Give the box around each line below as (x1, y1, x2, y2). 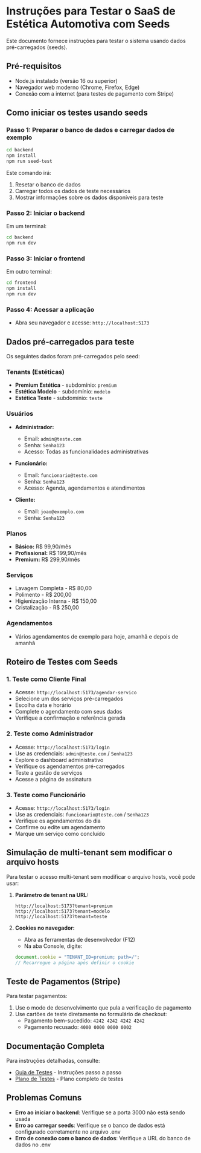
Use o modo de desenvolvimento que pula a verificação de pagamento (14, 1004, 192, 1011)
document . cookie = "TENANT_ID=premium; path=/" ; (14, 954, 140, 960)
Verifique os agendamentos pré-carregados (14, 763, 125, 770)
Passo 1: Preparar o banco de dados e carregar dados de (6, 126, 175, 134)
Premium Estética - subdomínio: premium (14, 381, 117, 389)
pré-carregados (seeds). (6, 44, 68, 51)
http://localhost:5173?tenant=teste (14, 913, 107, 919)
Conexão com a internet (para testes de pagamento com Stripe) (14, 90, 174, 97)
